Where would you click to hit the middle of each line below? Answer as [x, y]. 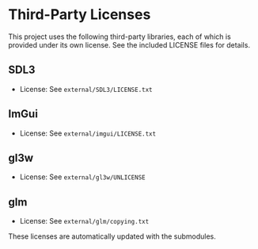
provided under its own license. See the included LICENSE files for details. [129, 44]
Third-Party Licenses [80, 15]
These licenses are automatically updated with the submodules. [112, 236]
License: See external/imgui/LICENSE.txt [88, 133]
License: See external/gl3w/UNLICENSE [82, 177]
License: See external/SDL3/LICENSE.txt [86, 89]
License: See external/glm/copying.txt [84, 221]
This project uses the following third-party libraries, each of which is [120, 36]
